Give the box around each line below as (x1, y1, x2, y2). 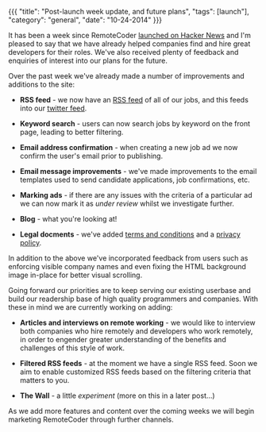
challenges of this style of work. (19, 343, 125, 353)
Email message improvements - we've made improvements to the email (19, 167, 257, 175)
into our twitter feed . (19, 103, 87, 113)
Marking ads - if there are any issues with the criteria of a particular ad (19, 191, 253, 199)
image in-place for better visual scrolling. (8, 270, 143, 280)
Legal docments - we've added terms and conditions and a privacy (19, 229, 241, 239)
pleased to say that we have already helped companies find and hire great (8, 39, 251, 48)
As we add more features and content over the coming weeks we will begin (8, 407, 255, 415)
